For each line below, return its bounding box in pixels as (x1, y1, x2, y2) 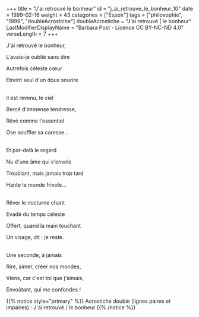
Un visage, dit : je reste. (6, 234, 64, 240)
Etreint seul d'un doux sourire (6, 77, 78, 83)
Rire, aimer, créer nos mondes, (6, 263, 81, 270)
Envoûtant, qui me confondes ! (6, 286, 81, 293)
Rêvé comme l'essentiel (6, 117, 64, 124)
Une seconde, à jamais (6, 252, 62, 258)
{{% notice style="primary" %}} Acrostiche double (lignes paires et (6, 297, 171, 305)
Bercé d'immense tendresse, (6, 106, 77, 112)
